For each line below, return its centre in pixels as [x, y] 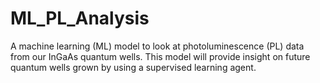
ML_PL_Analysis [80, 18]
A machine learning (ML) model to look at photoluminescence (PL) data [157, 46]
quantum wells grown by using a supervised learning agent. [133, 67]
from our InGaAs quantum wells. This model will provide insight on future [160, 56]
